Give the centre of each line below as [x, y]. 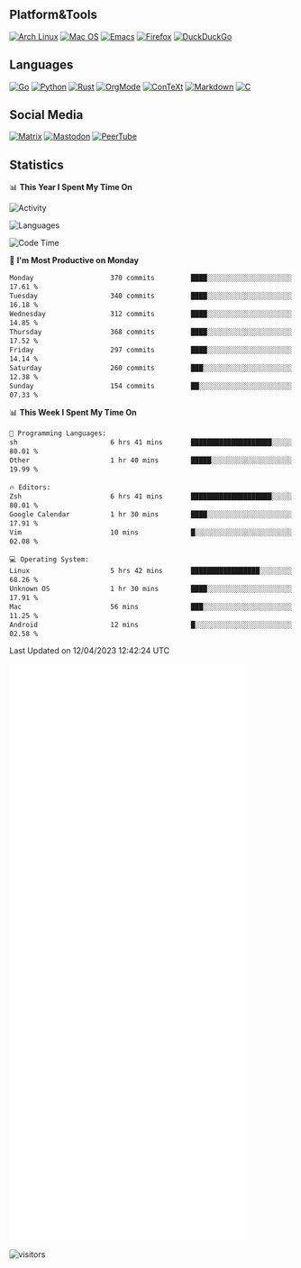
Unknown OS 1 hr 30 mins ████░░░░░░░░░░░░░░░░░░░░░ [151, 589]
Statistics [37, 164]
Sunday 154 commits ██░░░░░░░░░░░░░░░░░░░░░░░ [151, 387]
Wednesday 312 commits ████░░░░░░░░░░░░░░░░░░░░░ [151, 315]
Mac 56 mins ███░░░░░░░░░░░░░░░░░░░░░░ [151, 607]
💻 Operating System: [50, 560]
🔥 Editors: [30, 488]
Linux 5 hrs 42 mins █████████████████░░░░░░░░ [151, 571]
